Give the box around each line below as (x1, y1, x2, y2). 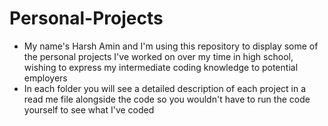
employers (23, 72, 68, 84)
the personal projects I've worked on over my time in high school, (23, 50, 294, 62)
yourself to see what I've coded (23, 103, 155, 116)
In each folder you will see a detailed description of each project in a (23, 82, 307, 94)
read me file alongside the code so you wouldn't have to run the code (23, 93, 311, 105)
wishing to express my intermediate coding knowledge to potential (23, 61, 299, 73)
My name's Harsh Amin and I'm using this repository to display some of (23, 40, 319, 52)
